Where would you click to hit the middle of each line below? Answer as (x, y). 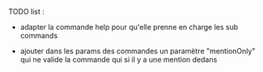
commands (39, 36)
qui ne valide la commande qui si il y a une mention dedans (119, 60)
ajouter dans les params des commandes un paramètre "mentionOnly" (138, 51)
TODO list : (26, 12)
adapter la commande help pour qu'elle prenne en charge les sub (129, 27)
